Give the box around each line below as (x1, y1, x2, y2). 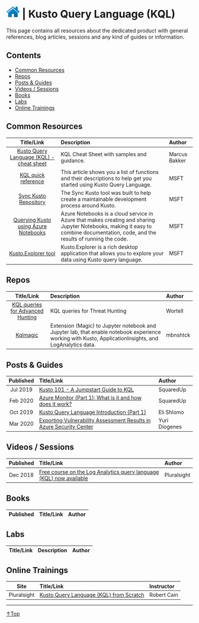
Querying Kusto (13, 216, 52, 224)
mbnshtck (166, 331, 191, 339)
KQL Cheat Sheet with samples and (60, 150, 147, 157)
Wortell (166, 308, 184, 315)
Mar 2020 (9, 420, 34, 427)
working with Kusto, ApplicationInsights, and (50, 334, 159, 341)
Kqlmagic (15, 331, 38, 339)
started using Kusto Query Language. (60, 181, 152, 188)
